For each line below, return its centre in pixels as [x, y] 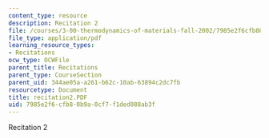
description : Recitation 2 [53, 23]
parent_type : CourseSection [55, 75]
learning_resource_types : [51, 45]
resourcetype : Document [48, 90]
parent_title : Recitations [53, 68]
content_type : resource [48, 16]
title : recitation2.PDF [48, 97]
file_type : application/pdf [55, 38]
